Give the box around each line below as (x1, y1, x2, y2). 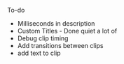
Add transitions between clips (17, 42, 104, 49)
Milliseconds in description (17, 19, 95, 27)
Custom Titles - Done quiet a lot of (17, 27, 118, 35)
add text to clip (17, 49, 61, 57)
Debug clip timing (17, 34, 69, 42)
